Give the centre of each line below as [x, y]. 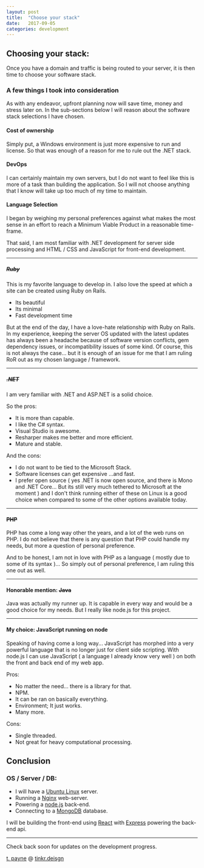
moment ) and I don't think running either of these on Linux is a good [101, 493]
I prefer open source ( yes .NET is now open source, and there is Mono [104, 480]
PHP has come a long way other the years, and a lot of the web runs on [95, 533]
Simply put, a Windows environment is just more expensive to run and [93, 144]
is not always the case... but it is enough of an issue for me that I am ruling [99, 353]
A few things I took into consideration [63, 90]
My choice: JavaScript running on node [57, 629]
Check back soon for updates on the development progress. [82, 847]
